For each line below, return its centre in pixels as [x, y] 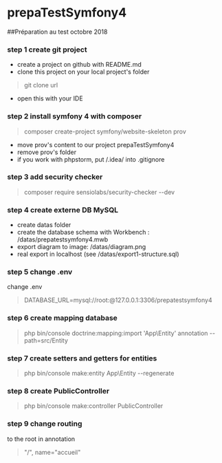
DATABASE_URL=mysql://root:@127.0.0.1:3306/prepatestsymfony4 [118, 300]
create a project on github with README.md [79, 65]
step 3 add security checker [55, 177]
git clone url [41, 85]
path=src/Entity [46, 340]
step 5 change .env [40, 272]
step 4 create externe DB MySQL [63, 210]
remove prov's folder [47, 152]
